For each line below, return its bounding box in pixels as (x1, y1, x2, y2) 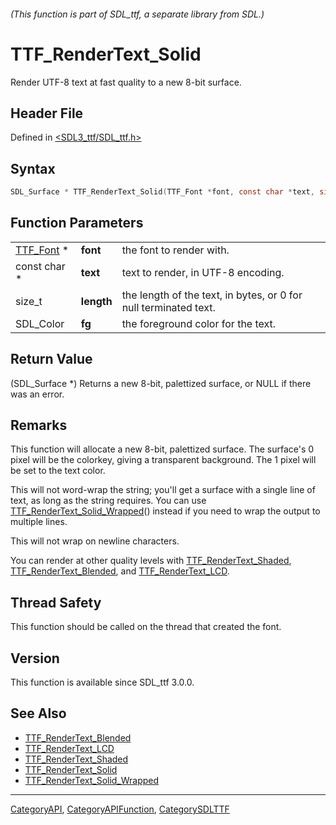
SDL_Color (15, 316, 65, 330)
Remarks (10, 417, 68, 434)
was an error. (10, 388, 65, 400)
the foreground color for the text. (121, 316, 277, 330)
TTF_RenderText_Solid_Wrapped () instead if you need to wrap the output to (10, 505, 321, 517)
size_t (15, 294, 43, 308)
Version (10, 650, 60, 667)
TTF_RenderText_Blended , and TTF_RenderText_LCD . (10, 565, 230, 577)
